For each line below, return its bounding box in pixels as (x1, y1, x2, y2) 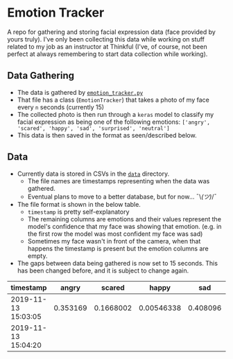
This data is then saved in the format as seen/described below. (17, 131, 197, 139)
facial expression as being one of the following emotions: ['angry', (17, 118, 210, 126)
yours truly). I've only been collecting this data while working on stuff (7, 35, 205, 43)
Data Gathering (7, 70, 75, 82)
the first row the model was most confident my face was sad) (27, 230, 203, 238)
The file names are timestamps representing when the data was (27, 176, 210, 185)
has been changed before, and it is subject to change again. (17, 266, 189, 275)
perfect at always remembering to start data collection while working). (7, 50, 208, 58)
